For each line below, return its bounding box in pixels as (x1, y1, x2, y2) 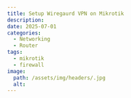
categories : (7, 29, 41, 37)
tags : (7, 49, 23, 56)
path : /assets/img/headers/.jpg (13, 74, 106, 81)
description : (7, 17, 45, 23)
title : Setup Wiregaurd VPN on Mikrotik (7, 10, 125, 17)
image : (7, 68, 26, 75)
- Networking (13, 36, 51, 43)
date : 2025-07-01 (7, 23, 57, 30)
